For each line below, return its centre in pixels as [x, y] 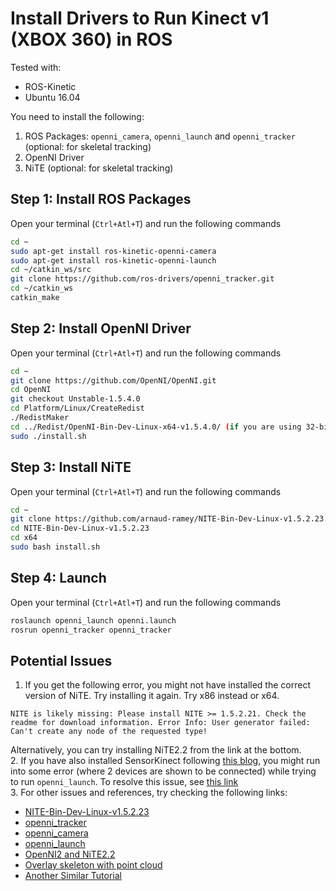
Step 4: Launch [58, 578]
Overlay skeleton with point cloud [93, 865]
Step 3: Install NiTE [71, 467]
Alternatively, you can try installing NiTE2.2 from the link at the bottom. [156, 750]
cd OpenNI [31, 390]
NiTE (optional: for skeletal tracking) [99, 168]
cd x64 [24, 538]
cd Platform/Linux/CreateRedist [77, 408]
